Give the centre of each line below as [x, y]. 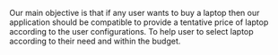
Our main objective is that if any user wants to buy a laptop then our [135, 13]
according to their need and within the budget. [95, 41]
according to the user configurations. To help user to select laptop [131, 31]
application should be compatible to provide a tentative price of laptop [139, 22]
